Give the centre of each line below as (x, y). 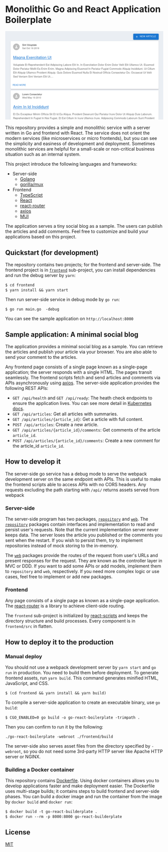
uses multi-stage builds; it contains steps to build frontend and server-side (82, 791)
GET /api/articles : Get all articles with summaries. (65, 414)
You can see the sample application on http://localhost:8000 (69, 319)
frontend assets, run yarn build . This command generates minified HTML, (82, 678)
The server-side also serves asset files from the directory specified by (78, 746)
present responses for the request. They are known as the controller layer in (84, 561)
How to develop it (33, 462)
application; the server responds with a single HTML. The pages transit (78, 372)
